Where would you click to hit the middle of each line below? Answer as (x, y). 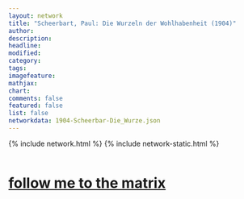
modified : (25, 53)
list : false (28, 114)
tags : (17, 68)
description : (30, 38)
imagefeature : (32, 76)
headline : (25, 46)
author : (21, 31)
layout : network (36, 16)
